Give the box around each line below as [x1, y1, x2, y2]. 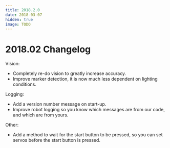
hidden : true [5, 17, 33, 22]
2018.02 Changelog [5, 44, 91, 55]
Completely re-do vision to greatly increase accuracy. [12, 70, 126, 77]
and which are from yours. [12, 112, 69, 118]
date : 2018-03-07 [5, 12, 42, 17]
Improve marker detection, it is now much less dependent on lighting [12, 76, 158, 82]
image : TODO [5, 21, 31, 27]
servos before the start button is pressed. [12, 137, 101, 143]
